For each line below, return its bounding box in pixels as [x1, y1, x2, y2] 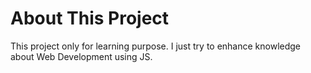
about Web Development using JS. [10, 50, 153, 62]
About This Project [10, 7, 170, 30]
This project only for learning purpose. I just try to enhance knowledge [10, 40, 302, 52]
